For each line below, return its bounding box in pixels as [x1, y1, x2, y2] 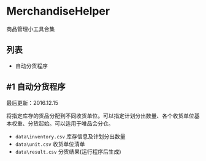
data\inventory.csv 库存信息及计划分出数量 [15, 132, 126, 140]
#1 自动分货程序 [6, 82, 66, 92]
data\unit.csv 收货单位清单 [15, 140, 85, 148]
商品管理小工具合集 [6, 25, 55, 32]
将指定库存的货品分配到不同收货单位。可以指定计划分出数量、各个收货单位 [6, 112, 194, 120]
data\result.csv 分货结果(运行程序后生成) [15, 148, 121, 155]
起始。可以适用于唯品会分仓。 [38, 120, 114, 127]
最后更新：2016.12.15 [6, 99, 59, 106]
